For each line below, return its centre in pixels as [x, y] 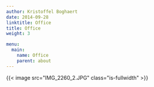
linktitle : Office [29, 22]
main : [18, 50]
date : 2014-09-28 [27, 17]
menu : [13, 44]
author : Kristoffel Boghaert [42, 12]
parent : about [34, 61]
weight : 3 [18, 34]
